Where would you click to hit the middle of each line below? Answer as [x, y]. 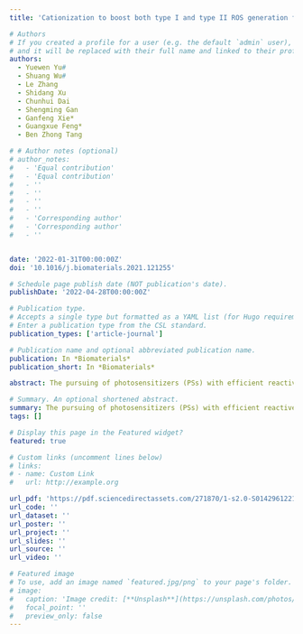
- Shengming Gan [48, 109]
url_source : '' [38, 549]
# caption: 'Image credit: [64, 599]
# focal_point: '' [48, 607]
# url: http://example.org [64, 483]
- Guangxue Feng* [50, 126]
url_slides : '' [38, 541]
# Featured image [42, 574]
